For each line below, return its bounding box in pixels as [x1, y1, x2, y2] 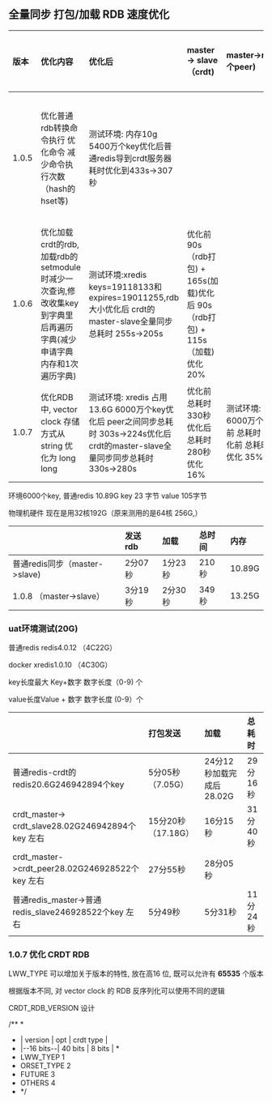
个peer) [226, 61, 257, 72]
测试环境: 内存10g [88, 128, 158, 139]
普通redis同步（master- [12, 558, 104, 569]
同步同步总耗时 [96, 452, 154, 463]
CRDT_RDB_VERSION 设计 [8, 1003, 96, 1013]
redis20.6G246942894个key [12, 779, 125, 790]
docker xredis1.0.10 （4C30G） [8, 660, 113, 670]
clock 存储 [40, 415, 80, 427]
